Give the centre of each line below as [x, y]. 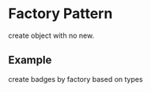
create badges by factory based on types [76, 79]
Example [30, 60]
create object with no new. [51, 35]
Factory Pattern [60, 14]
